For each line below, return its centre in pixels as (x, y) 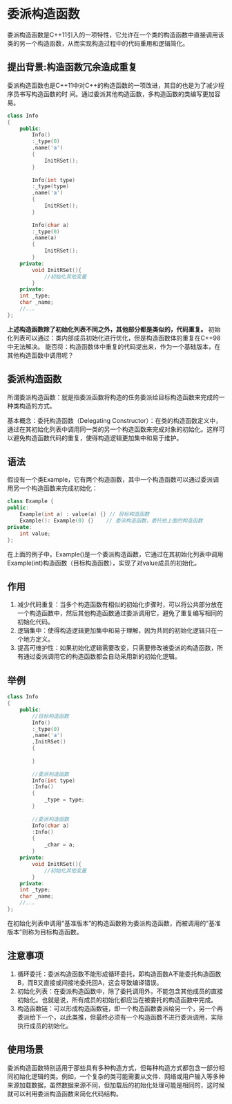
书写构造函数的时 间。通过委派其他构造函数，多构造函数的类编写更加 (117, 93)
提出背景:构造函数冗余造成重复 (72, 67)
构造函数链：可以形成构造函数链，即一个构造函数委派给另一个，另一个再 (120, 1008)
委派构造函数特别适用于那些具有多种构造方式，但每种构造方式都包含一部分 (113, 1067)
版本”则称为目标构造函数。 (45, 932)
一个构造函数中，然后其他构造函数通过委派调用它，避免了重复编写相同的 (120, 613)
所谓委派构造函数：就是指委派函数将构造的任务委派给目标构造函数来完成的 (113, 397)
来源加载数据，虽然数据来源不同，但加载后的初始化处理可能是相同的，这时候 (116, 1085)
